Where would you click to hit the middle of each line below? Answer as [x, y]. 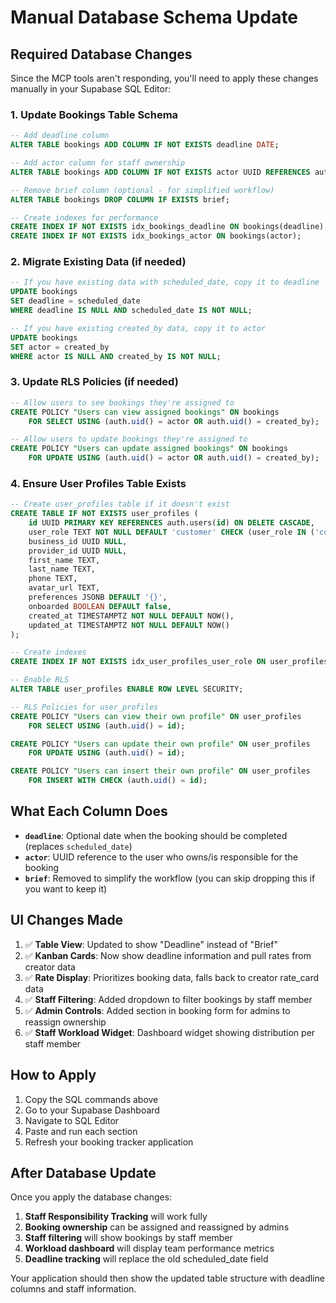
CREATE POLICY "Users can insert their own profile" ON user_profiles [160, 771]
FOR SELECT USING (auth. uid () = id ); [107, 726]
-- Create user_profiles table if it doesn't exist [120, 504]
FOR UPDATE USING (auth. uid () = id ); [107, 753]
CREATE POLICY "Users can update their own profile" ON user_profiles [160, 744]
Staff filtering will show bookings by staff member [128, 1238]
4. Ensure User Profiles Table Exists [98, 483]
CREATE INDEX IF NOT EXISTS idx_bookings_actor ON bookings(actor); [156, 236]
